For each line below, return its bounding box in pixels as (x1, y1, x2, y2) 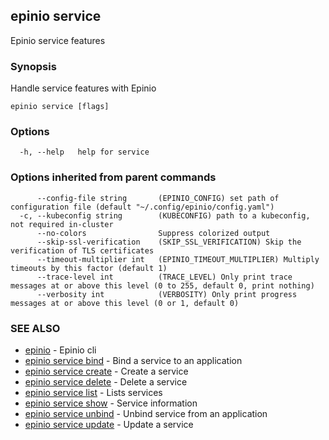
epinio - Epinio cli (24, 344, 97, 356)
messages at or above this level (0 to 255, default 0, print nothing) (10, 280, 315, 291)
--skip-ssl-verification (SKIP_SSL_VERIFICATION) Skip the (36, 237, 302, 247)
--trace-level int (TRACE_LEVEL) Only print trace (36, 272, 293, 282)
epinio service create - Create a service (24, 365, 189, 377)
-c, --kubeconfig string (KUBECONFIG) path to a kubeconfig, (19, 210, 311, 221)
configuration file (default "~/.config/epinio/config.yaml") (10, 202, 275, 212)
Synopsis (10, 59, 57, 73)
